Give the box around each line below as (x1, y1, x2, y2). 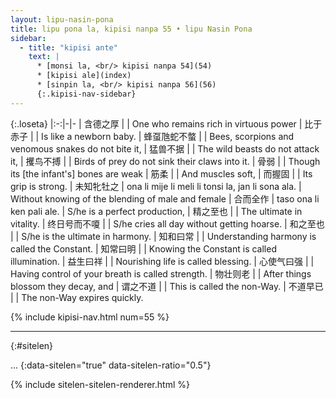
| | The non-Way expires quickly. (10, 291, 144, 303)
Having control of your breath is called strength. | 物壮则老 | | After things (10, 267, 312, 280)
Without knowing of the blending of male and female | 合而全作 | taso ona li (10, 192, 320, 205)
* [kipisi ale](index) (36, 71, 132, 81)
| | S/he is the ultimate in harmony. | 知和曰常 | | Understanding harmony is (10, 230, 317, 242)
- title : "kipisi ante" (19, 42, 118, 53)
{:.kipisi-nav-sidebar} (36, 89, 137, 99)
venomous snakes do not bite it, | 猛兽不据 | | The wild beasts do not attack (10, 142, 320, 155)
